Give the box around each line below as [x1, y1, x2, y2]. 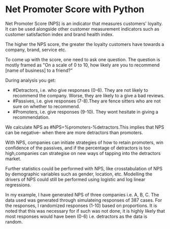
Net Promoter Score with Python [5, 4, 145, 15]
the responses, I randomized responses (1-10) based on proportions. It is [5, 202, 157, 209]
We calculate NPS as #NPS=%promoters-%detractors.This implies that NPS [5, 124, 164, 130]
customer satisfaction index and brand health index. [5, 31, 114, 37]
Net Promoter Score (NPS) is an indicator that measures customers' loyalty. [5, 20, 163, 27]
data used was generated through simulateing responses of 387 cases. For [5, 197, 162, 203]
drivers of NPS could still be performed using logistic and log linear [5, 176, 146, 182]
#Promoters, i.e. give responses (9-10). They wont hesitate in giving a [12, 109, 158, 115]
